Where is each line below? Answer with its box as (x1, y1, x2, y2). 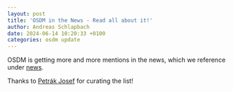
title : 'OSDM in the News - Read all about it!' (7, 17, 153, 24)
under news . (7, 63, 44, 72)
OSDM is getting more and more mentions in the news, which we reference (7, 55, 226, 64)
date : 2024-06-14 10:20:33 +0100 (7, 29, 106, 37)
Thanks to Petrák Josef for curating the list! (7, 77, 133, 85)
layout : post (7, 10, 46, 18)
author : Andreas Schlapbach (7, 23, 90, 30)
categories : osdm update (7, 37, 80, 44)
